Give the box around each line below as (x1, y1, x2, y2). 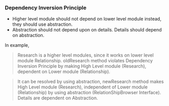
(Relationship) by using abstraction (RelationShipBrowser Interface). (17, 90, 161, 96)
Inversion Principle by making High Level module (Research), (17, 63, 147, 69)
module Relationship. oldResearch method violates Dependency (17, 58, 153, 64)
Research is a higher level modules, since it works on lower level (17, 52, 154, 58)
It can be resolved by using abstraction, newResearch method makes (17, 79, 164, 85)
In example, (5, 42, 29, 48)
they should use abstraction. (12, 21, 73, 27)
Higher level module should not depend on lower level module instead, (12, 16, 162, 22)
